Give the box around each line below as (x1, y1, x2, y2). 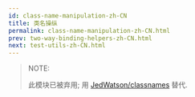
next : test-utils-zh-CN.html (8, 42, 106, 50)
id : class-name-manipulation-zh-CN (8, 11, 128, 20)
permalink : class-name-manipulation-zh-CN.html (8, 26, 171, 34)
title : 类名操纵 (8, 19, 58, 27)
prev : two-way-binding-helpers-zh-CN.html (8, 34, 152, 42)
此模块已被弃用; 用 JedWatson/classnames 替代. (27, 80, 189, 90)
